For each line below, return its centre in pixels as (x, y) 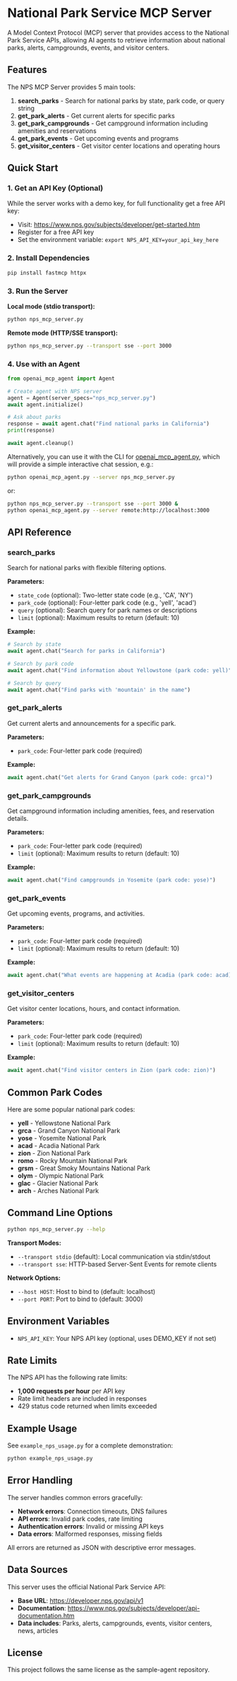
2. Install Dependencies (49, 258)
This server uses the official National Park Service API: (86, 1587)
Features (27, 70)
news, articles (38, 1630)
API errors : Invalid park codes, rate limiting (80, 1518)
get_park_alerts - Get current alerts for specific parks (96, 115)
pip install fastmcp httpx (47, 273)
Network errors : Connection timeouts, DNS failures (92, 1511)
